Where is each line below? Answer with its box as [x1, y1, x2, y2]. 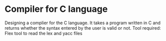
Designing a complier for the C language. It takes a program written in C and [4, 20, 161, 26]
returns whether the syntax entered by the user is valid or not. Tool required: [4, 25, 161, 31]
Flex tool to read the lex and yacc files [4, 30, 83, 36]
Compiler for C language [4, 3, 108, 15]
